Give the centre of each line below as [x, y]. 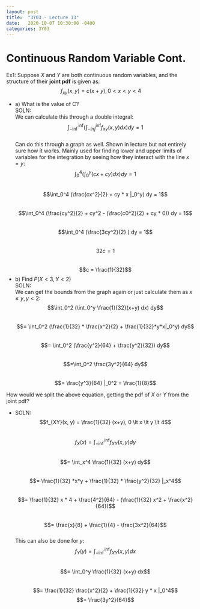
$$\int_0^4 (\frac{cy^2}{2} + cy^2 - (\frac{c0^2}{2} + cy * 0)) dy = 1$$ [105, 213]
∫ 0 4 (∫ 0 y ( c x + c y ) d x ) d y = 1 [105, 174]
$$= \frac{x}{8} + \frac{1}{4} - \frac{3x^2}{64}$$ [105, 525]
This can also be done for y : [50, 541]
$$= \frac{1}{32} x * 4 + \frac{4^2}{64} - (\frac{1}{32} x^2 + [92, 500]
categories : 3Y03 [28, 29]
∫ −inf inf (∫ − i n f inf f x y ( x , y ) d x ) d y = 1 [105, 127]
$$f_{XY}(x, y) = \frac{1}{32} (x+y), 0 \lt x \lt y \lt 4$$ [105, 422]
